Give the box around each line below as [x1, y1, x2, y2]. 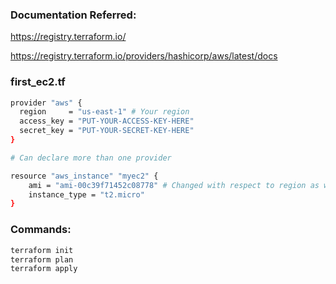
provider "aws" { [10, 98, 83, 108]
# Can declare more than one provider [10, 153, 172, 163]
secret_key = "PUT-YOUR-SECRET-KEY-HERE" [19, 126, 195, 136]
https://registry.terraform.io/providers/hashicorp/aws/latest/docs [10, 50, 278, 62]
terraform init [10, 245, 74, 255]
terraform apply [10, 264, 78, 274]
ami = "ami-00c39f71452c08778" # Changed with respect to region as [28, 180, 320, 190]
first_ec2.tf [10, 75, 66, 89]
